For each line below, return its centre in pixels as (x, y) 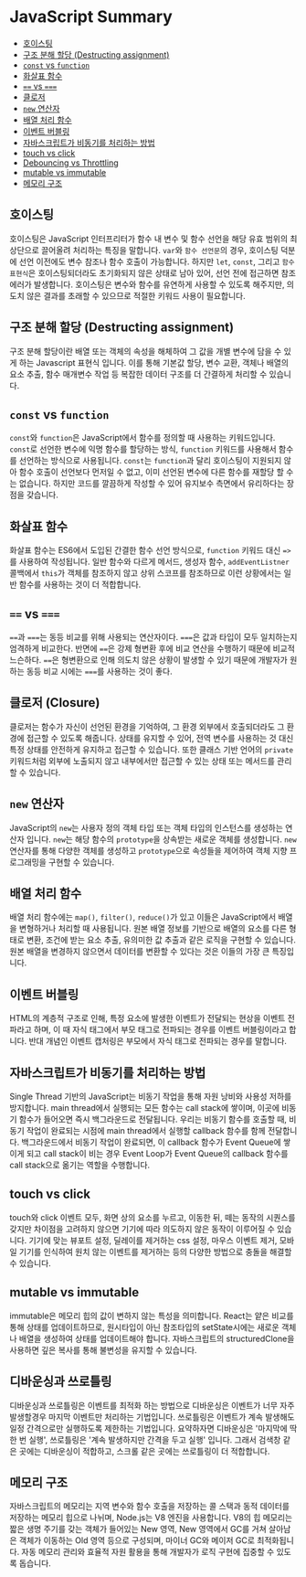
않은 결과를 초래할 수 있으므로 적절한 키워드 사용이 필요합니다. (136, 295)
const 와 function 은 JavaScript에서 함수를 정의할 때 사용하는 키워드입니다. (142, 438)
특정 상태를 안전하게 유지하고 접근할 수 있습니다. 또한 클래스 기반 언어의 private (152, 749)
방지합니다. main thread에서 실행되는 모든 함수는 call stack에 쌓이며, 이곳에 (145, 1108)
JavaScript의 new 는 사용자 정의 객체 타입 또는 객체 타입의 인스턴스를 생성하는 (146, 827)
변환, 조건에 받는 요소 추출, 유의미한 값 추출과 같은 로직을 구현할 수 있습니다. (161, 940)
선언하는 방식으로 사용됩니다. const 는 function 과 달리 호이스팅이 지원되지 (150, 461)
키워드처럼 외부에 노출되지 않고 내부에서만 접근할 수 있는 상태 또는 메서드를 (142, 761)
